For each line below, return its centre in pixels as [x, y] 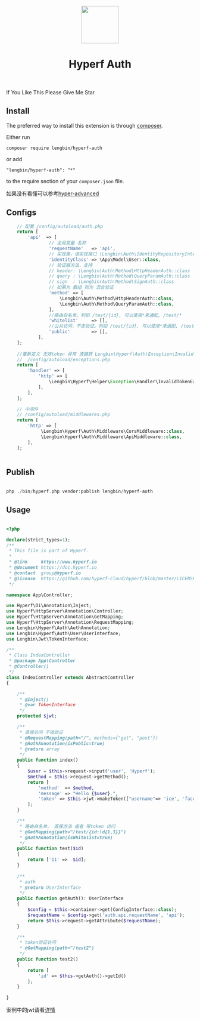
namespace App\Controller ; [40, 595]
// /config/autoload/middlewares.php [64, 415]
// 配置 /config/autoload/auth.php [60, 226]
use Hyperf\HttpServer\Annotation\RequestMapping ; [70, 623]
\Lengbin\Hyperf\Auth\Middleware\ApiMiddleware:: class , [112, 437]
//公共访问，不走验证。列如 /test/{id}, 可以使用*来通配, [113, 326]
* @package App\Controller [42, 661]
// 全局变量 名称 [67, 243]
